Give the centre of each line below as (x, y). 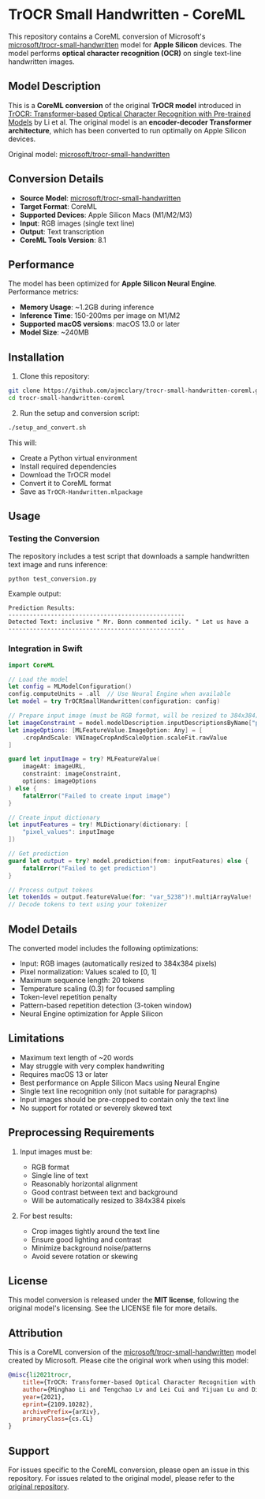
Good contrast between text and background (105, 1192)
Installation (36, 357)
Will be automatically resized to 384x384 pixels (108, 1200)
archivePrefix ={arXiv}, (62, 1411)
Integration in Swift (45, 649)
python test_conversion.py (52, 579)
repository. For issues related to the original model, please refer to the (121, 1478)
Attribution (35, 1333)
